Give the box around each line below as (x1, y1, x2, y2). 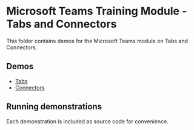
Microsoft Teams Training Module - (6, 4, 187, 18)
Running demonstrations (6, 101, 102, 112)
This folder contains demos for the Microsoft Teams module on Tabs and (6, 37, 188, 44)
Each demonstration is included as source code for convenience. (6, 117, 169, 125)
